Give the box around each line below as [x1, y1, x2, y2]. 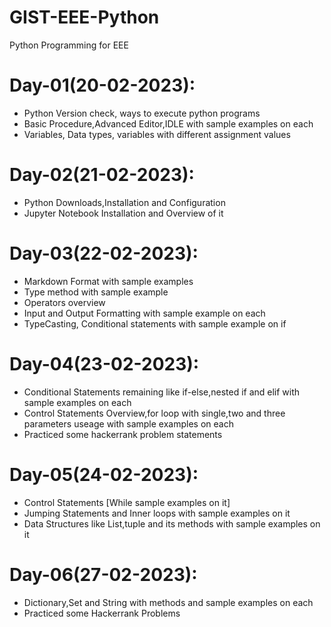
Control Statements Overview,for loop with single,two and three [23, 407, 286, 419]
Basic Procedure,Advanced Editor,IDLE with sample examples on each [23, 117, 314, 130]
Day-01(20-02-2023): [9, 74, 196, 97]
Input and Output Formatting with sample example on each [23, 307, 266, 319]
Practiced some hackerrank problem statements [23, 428, 223, 440]
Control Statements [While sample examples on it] [23, 496, 231, 508]
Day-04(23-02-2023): [9, 352, 200, 375]
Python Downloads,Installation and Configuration [23, 196, 226, 208]
